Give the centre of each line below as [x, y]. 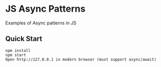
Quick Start [24, 39]
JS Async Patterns [45, 9]
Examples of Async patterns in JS [41, 23]
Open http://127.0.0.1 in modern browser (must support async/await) [81, 59]
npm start [16, 55]
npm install [18, 51]
